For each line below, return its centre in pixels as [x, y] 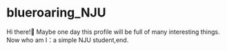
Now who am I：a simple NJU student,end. [68, 40]
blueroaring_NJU [56, 13]
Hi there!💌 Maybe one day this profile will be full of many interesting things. [113, 32]
